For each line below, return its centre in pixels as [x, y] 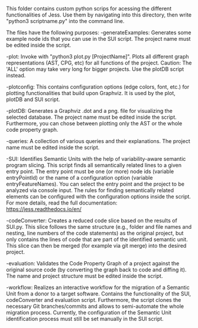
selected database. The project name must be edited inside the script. [92, 117]
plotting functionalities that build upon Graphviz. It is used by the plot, [91, 93]
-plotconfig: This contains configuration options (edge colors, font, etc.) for [98, 87]
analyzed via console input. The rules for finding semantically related [90, 190]
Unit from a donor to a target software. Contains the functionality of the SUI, [98, 294]
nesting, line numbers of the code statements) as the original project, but [95, 233]
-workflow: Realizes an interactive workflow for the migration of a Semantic [98, 287]
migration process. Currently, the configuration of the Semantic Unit [89, 312]
